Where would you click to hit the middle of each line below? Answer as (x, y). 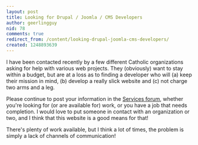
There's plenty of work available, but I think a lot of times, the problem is (95, 129)
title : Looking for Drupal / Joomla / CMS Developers (75, 17)
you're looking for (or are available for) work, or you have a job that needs (97, 105)
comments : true (25, 34)
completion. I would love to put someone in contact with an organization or (98, 112)
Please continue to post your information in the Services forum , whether (95, 98)
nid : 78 (16, 28)
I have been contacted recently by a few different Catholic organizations (95, 62)
